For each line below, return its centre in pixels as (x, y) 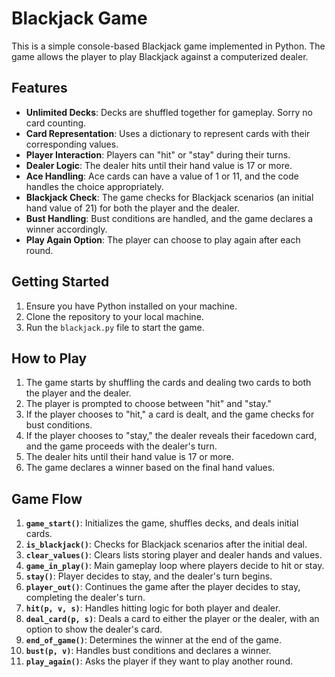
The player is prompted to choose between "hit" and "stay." (148, 404)
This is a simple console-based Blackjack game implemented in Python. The (168, 46)
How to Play (49, 358)
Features (39, 88)
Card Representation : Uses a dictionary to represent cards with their (168, 133)
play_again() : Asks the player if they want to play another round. (159, 661)
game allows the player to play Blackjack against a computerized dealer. (160, 56)
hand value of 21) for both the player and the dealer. (132, 208)
